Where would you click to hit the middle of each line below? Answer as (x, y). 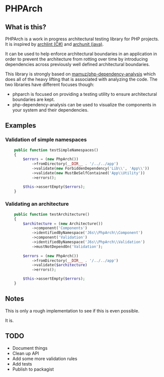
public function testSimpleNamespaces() (56, 150)
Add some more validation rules (45, 359)
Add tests (22, 364)
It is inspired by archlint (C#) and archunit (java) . (55, 44)
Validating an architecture (37, 204)
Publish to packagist (33, 369)
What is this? (26, 27)
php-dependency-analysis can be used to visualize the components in (84, 105)
